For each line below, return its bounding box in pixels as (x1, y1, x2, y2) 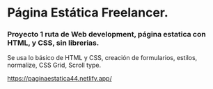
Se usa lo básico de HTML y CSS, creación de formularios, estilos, (7, 54, 198, 62)
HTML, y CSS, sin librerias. (7, 38, 100, 48)
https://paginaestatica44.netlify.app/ (7, 75, 113, 83)
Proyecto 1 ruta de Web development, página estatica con (7, 30, 207, 39)
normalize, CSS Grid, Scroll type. (7, 61, 102, 70)
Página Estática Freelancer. (7, 5, 168, 21)
